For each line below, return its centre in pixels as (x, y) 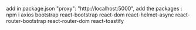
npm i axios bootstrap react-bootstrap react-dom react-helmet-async (90, 15)
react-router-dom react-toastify (86, 21)
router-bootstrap (26, 21)
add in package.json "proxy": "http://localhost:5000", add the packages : (94, 9)
